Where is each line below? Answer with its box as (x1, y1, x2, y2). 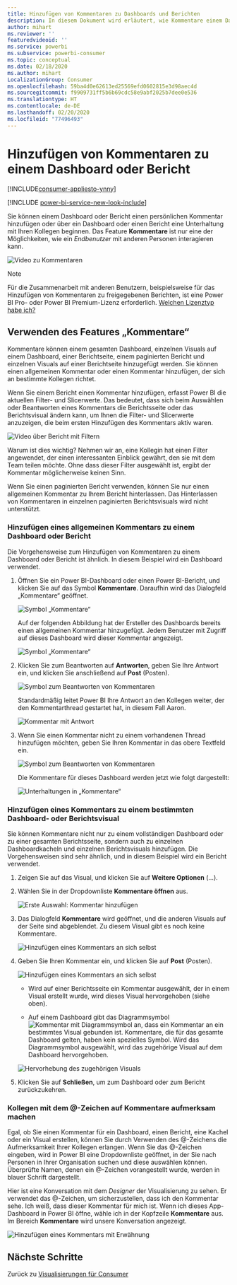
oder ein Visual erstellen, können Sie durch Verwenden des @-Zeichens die (7, 1136, 227, 1144)
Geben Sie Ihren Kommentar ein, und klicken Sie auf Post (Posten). (17, 956, 213, 965)
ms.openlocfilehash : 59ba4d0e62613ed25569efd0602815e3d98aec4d (7, 83, 197, 90)
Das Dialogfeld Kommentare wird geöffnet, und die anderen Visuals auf (17, 914, 226, 923)
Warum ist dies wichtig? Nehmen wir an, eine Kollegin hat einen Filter (7, 446, 208, 455)
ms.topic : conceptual (7, 57, 71, 64)
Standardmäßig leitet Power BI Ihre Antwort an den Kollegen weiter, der (17, 696, 225, 704)
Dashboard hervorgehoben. (28, 1050, 109, 1059)
